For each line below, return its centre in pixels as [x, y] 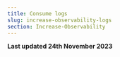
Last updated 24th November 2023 [60, 47]
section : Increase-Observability [56, 26]
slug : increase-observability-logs [60, 20]
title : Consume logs [38, 14]
